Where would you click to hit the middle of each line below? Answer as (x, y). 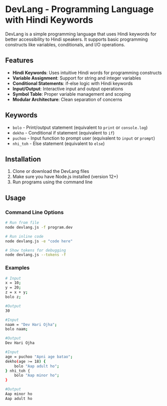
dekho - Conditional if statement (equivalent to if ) (63, 132)
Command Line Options (35, 212)
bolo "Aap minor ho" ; (37, 376)
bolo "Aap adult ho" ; (37, 366)
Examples (18, 268)
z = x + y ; (17, 292)
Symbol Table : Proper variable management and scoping (72, 94)
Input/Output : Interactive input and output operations (68, 89)
